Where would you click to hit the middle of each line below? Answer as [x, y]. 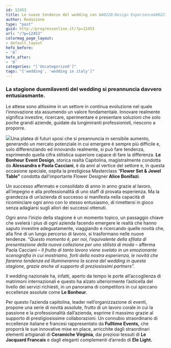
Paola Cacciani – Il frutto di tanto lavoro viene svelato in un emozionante [81, 250]
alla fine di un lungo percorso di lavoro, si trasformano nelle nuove [75, 234]
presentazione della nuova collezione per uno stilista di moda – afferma [80, 245]
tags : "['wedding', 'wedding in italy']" [50, 72]
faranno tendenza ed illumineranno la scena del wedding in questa [76, 261]
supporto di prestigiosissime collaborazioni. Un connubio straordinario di [82, 319]
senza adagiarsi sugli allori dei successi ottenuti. [56, 208]
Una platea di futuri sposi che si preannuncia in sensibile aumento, [80, 139]
